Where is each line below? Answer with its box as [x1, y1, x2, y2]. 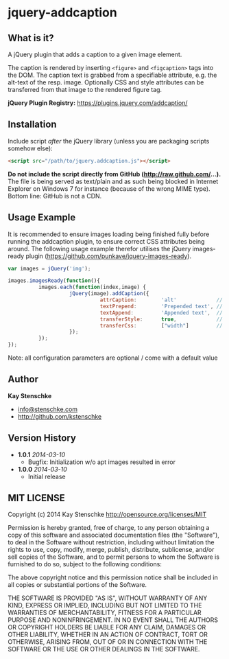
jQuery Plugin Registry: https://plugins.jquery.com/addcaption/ [8, 99, 188, 107]
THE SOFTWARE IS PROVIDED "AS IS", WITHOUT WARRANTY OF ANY [8, 594, 208, 602]
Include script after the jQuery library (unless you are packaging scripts [8, 137, 210, 145]
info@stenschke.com [17, 405, 78, 413]
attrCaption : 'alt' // [99, 297, 224, 303]
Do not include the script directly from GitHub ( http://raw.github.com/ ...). [8, 170, 221, 178]
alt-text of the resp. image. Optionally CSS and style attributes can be [8, 78, 204, 86]
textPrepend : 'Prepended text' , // [99, 303, 224, 310]
